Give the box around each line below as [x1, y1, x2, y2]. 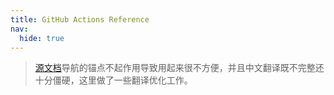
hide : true [19, 33, 65, 43]
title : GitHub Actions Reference [10, 14, 150, 25]
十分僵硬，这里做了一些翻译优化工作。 [34, 74, 193, 86]
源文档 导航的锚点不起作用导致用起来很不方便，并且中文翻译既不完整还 [34, 62, 325, 74]
